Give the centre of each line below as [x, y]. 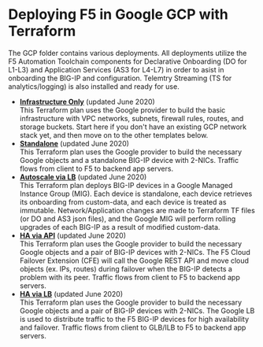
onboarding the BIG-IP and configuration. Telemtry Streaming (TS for [120, 78]
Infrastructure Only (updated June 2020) [87, 102]
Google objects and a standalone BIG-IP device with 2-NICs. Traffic [129, 160]
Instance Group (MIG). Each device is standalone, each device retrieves [136, 194]
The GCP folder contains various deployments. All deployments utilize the [128, 53]
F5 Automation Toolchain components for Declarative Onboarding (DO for [128, 61]
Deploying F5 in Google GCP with [118, 15]
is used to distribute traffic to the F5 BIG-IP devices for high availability [134, 319]
